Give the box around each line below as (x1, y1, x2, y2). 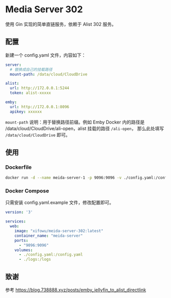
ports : (14, 238, 28, 243)
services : (5, 219, 26, 224)
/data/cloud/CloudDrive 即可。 (5, 132, 70, 138)
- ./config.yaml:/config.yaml (18, 252, 83, 257)
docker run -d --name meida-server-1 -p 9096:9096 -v (5, 175, 122, 181)
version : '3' (5, 210, 33, 215)
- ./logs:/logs (18, 257, 51, 262)
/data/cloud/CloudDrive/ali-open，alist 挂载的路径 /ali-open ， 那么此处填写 (5, 125, 164, 131)
